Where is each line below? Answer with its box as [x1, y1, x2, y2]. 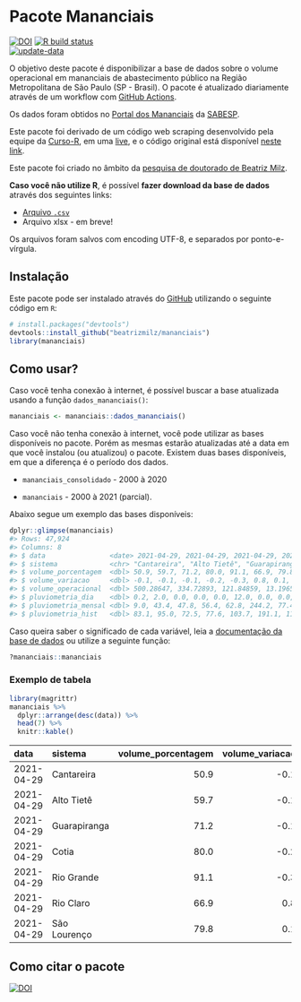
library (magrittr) [9, 694, 78, 703]
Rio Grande [51, 871, 99, 884]
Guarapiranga [51, 820, 110, 833]
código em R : [9, 302, 57, 313]
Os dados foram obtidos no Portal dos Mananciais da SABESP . [9, 108, 240, 119]
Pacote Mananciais [9, 6, 155, 27]
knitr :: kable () [17, 728, 74, 737]
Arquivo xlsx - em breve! [21, 216, 114, 227]
